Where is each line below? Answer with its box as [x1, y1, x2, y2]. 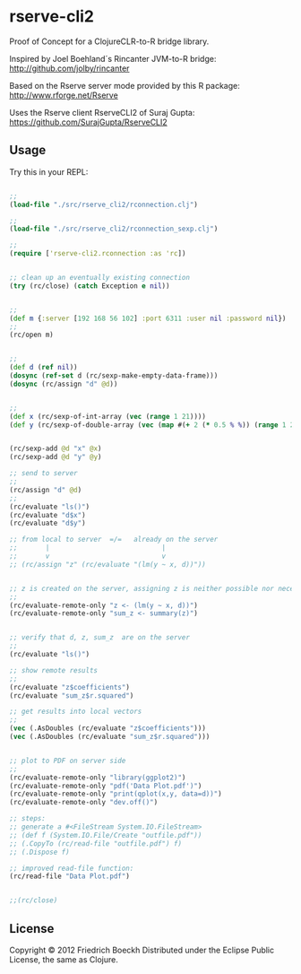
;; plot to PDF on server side [9, 756, 126, 765]
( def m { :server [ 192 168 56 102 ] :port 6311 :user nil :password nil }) [9, 314, 287, 323]
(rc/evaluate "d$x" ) [9, 510, 87, 519]
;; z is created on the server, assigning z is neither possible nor [9, 584, 275, 593]
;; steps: [9, 814, 47, 823]
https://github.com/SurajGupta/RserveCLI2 [9, 117, 168, 127]
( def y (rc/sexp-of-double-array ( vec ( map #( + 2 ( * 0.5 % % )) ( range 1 [9, 420, 287, 430]
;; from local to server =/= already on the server [9, 535, 219, 544]
